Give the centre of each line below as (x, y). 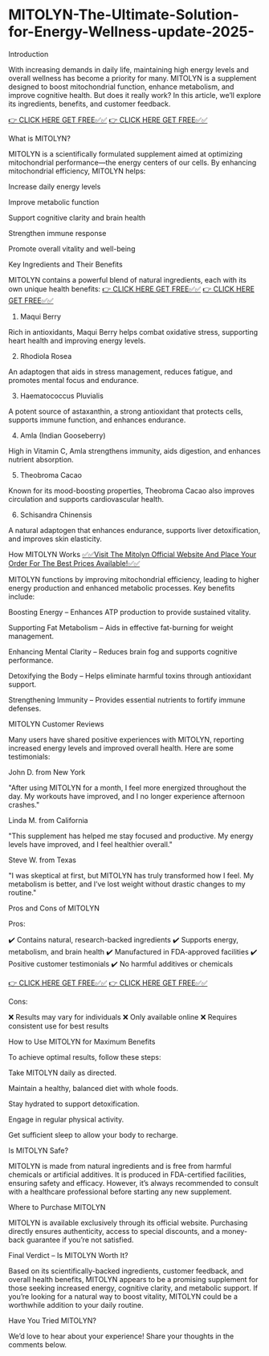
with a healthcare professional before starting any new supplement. (120, 1191)
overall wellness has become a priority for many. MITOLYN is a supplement (132, 78)
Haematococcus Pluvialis (62, 396)
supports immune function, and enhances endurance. (97, 420)
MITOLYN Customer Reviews (56, 723)
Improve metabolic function (54, 202)
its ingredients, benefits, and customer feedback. (90, 104)
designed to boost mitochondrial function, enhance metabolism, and (121, 87)
